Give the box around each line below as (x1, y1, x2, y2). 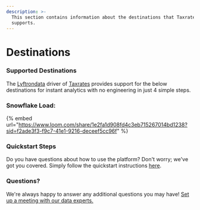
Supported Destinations (6, 67, 77, 75)
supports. (11, 20, 36, 26)
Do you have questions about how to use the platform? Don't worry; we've (6, 156, 189, 163)
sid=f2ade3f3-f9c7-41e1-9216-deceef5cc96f (6, 127, 117, 134)
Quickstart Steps (6, 142, 57, 151)
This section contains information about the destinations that (11, 14, 174, 20)
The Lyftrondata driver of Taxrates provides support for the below (6, 80, 168, 87)
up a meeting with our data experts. (6, 197, 93, 204)
